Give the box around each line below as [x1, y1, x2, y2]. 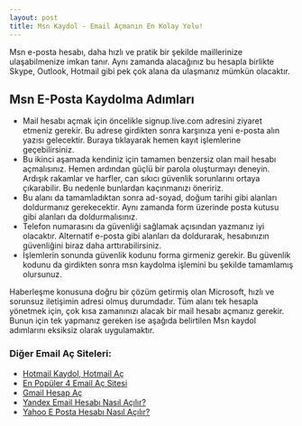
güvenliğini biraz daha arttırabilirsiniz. [22, 240, 162, 251]
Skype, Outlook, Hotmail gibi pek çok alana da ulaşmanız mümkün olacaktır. [9, 65, 290, 77]
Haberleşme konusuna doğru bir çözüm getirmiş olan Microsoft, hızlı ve [9, 286, 275, 298]
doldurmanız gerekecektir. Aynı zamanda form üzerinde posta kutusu [22, 202, 279, 213]
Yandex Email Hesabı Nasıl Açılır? [22, 396, 147, 407]
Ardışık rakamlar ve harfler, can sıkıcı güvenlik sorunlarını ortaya [22, 173, 261, 184]
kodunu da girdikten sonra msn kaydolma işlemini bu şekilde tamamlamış [22, 259, 294, 271]
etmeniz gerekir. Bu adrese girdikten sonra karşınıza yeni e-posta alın [22, 125, 280, 136]
